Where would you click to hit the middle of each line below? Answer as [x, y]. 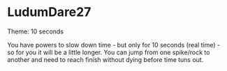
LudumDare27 [49, 12]
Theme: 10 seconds [36, 31]
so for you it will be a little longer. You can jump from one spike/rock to [109, 52]
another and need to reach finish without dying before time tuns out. [105, 59]
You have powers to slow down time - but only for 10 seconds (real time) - [114, 45]
